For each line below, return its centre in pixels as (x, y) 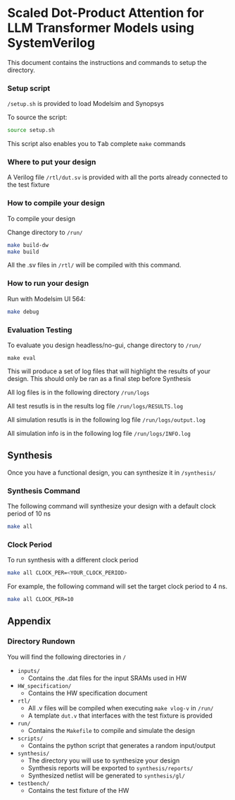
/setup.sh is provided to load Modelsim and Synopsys (85, 104)
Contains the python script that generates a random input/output (122, 745)
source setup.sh (31, 131)
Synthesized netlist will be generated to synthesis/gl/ (106, 775)
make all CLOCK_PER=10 (40, 600)
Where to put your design (52, 162)
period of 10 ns (29, 514)
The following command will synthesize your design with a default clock (112, 507)
